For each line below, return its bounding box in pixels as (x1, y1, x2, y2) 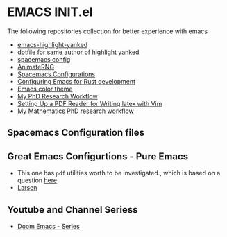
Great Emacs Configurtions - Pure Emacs (7, 150, 189, 162)
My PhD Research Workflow (17, 91, 99, 100)
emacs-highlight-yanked (17, 40, 88, 49)
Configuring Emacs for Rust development (17, 77, 136, 85)
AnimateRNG (17, 62, 54, 71)
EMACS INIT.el (7, 4, 93, 20)
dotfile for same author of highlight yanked (17, 48, 140, 56)
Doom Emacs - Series (17, 222, 80, 230)
